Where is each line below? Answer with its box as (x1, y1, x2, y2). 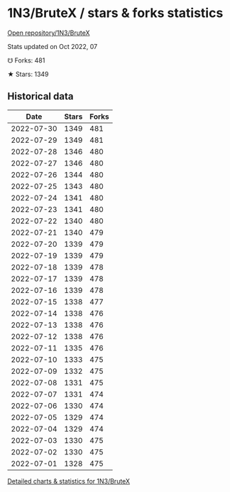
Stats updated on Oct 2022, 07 (7, 42, 98, 50)
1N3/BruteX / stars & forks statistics (7, 5, 224, 21)
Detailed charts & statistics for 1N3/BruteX (7, 476, 130, 485)
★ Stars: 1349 (7, 70, 49, 78)
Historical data (7, 90, 74, 102)
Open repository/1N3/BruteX (7, 28, 90, 37)
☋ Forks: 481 (7, 55, 45, 65)
